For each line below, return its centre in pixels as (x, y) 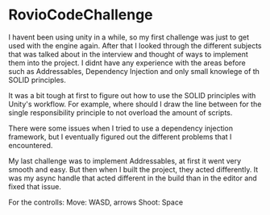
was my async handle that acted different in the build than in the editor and (133, 178)
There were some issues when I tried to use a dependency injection (121, 128)
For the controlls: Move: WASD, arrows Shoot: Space (96, 202)
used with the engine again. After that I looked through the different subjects (135, 45)
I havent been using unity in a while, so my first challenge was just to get (129, 37)
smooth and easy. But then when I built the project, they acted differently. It (133, 169)
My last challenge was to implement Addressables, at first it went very (125, 161)
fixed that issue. (35, 186)
